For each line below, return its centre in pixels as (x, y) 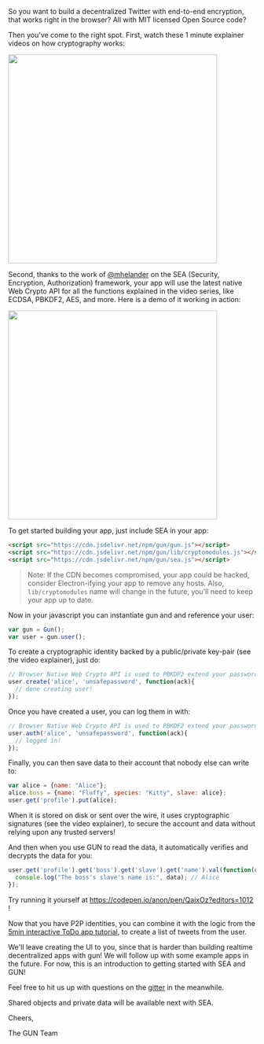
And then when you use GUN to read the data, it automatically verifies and (128, 847)
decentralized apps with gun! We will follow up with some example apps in (128, 955)
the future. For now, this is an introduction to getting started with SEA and (127, 964)
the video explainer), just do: (54, 660)
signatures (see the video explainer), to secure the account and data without (132, 824)
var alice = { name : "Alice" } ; (58, 786)
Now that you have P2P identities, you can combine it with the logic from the (132, 923)
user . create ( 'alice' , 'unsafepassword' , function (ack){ (101, 682)
